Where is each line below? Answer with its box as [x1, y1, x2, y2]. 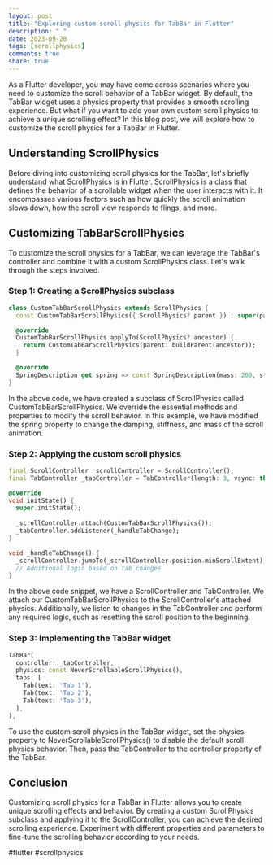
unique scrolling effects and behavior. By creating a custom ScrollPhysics [8, 806, 254, 816]
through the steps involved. [8, 265, 100, 275]
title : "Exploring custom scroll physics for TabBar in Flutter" [8, 20, 234, 28]
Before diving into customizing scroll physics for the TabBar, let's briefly [8, 168, 249, 177]
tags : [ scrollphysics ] [8, 42, 85, 50]
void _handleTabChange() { [8, 548, 100, 557]
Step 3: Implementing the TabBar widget [8, 632, 171, 644]
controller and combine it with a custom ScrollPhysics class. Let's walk [8, 256, 245, 266]
